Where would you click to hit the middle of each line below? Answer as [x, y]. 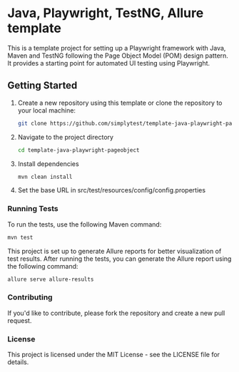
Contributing [30, 297]
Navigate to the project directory [66, 137]
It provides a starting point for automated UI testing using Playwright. [109, 63]
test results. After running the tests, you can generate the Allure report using [119, 259]
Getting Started [42, 86]
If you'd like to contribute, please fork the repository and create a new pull [116, 313]
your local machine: [47, 110]
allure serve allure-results [51, 279]
